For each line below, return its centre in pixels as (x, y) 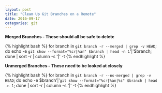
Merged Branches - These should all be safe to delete (60, 37)
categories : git (21, 23)
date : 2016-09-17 (22, 18)
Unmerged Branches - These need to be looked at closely (64, 66)
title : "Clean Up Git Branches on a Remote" (51, 14)
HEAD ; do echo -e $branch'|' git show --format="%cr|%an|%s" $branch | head (81, 80)
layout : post (18, 9)
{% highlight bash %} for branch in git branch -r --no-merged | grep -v (78, 75)
